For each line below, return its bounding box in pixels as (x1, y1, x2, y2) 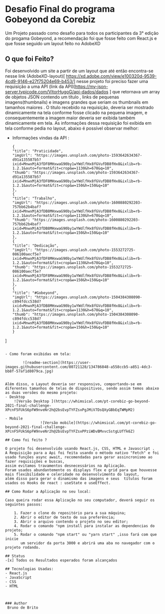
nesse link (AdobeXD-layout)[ (5, 73, 65, 79)
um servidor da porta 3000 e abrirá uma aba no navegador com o (20, 540, 155, 546)
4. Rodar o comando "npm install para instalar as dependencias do (14, 523, 155, 529)
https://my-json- (75, 84, 108, 89)
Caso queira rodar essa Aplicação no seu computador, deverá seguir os (5, 498, 155, 502)
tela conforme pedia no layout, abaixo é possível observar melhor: (5, 125, 139, 131)
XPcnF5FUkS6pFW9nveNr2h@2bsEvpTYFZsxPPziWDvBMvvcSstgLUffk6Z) (5, 429, 135, 434)
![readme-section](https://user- (23, 360, 91, 365)
